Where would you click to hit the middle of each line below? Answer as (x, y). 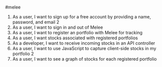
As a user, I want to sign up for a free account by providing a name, (81, 17)
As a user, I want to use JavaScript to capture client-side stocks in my (84, 48)
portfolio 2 (23, 54)
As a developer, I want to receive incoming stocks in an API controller (84, 43)
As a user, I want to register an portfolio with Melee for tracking (77, 33)
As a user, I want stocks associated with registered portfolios (75, 38)
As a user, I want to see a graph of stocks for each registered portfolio (84, 59)
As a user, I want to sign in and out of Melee (58, 27)
